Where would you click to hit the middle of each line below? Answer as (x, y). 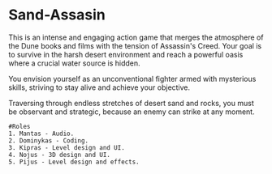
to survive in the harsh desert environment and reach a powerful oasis (126, 54)
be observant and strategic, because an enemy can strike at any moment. (132, 112)
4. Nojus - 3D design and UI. (60, 155)
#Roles (19, 126)
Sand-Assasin (57, 15)
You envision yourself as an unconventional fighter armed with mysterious (132, 79)
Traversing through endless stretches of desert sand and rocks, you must (131, 103)
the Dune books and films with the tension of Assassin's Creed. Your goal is (135, 45)
